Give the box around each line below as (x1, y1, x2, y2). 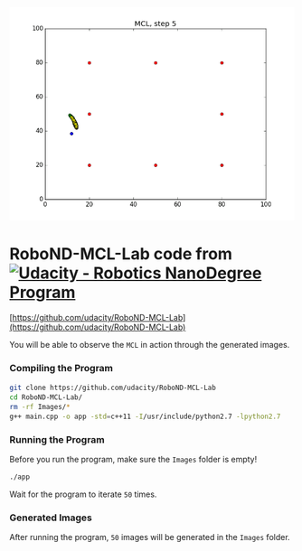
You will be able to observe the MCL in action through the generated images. (9, 339, 290, 350)
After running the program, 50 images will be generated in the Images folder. (9, 532, 291, 543)
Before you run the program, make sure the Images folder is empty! (9, 454, 258, 465)
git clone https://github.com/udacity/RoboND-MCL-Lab (9, 383, 217, 393)
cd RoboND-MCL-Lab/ (9, 393, 83, 402)
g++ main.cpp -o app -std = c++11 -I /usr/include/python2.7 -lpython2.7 (9, 412, 281, 421)
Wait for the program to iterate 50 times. (9, 489, 157, 500)
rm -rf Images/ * (9, 402, 71, 411)
